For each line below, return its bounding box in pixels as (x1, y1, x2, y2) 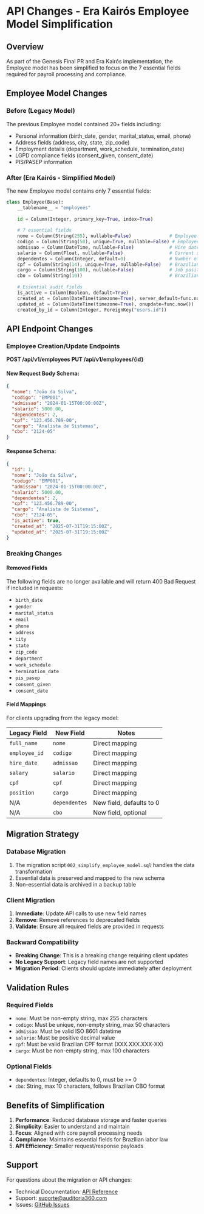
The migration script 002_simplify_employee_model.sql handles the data (15, 861, 195, 868)
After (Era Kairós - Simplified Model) (6, 173, 116, 182)
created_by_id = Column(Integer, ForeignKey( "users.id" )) (17, 307, 167, 313)
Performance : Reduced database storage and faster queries (15, 1116, 167, 1123)
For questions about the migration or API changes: (6, 1176, 132, 1184)
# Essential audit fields (17, 284, 83, 290)
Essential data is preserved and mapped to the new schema (15, 874, 165, 882)
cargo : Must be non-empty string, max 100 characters (15, 1047, 150, 1054)
